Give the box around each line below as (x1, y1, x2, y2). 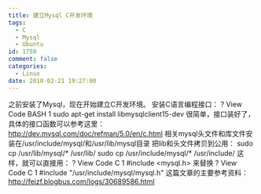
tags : (8, 19, 26, 27)
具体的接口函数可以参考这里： (8, 119, 105, 128)
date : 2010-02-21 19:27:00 (8, 77, 97, 84)
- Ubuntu (15, 41, 44, 48)
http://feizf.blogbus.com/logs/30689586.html (8, 177, 155, 186)
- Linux (15, 70, 41, 77)
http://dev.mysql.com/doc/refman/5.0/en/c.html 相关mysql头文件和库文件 (8, 128, 246, 138)
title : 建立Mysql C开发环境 (8, 11, 93, 20)
